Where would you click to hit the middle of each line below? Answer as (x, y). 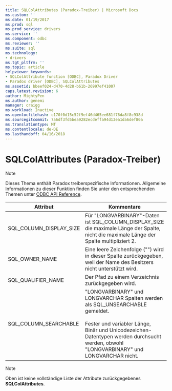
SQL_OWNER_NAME (33, 259)
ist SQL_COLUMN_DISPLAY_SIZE (125, 222)
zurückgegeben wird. (111, 283)
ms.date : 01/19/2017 (27, 19)
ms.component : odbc (26, 39)
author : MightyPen (25, 96)
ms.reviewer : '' (23, 44)
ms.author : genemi (25, 100)
